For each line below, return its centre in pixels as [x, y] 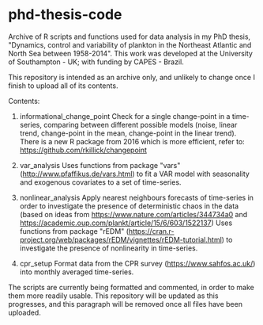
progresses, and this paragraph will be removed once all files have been [126, 304]
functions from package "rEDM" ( [74, 231]
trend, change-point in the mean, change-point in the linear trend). [128, 133]
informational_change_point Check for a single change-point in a [125, 116]
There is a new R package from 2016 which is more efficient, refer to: [132, 141]
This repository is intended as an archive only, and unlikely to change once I [131, 77]
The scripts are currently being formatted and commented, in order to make [131, 287]
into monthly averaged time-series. [77, 272]
